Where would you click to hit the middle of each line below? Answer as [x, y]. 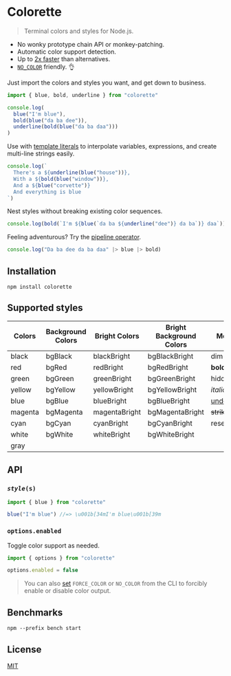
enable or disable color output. [67, 591]
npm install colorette [40, 287]
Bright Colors [117, 336]
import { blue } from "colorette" [57, 502]
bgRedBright [168, 367]
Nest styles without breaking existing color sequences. [85, 211]
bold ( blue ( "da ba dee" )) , [51, 120]
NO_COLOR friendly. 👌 [46, 67]
